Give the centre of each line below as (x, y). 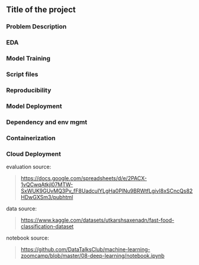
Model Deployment (34, 106)
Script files (22, 75)
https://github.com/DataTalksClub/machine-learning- (85, 250)
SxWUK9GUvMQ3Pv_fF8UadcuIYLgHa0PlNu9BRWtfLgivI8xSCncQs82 (107, 191)
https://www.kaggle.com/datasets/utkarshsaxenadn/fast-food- (97, 220)
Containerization (31, 138)
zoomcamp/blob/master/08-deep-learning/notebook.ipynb (92, 256)
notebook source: (28, 238)
